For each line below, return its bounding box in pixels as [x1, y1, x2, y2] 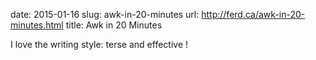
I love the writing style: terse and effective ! [10, 39, 189, 50]
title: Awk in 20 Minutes [65, 19, 163, 31]
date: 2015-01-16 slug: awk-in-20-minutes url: [10, 9, 200, 20]
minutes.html [10, 19, 64, 31]
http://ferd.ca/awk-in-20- [201, 9, 306, 20]
